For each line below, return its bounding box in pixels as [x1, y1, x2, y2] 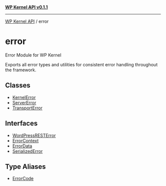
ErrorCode [12, 176, 34, 182]
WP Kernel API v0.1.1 [5, 4, 48, 10]
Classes [5, 81, 31, 90]
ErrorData [12, 143, 33, 149]
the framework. [5, 67, 37, 73]
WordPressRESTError [12, 132, 56, 138]
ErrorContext [12, 138, 39, 143]
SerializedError [12, 148, 43, 154]
